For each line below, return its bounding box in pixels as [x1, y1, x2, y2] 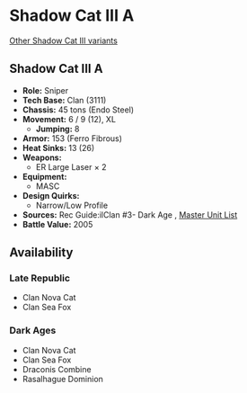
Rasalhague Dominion [22, 373, 103, 384]
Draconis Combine [22, 363, 92, 374]
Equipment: [22, 171, 67, 182]
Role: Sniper [22, 85, 69, 95]
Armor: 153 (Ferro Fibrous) [22, 132, 123, 144]
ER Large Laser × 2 [35, 161, 107, 172]
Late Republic [9, 272, 70, 284]
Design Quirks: [22, 190, 80, 201]
